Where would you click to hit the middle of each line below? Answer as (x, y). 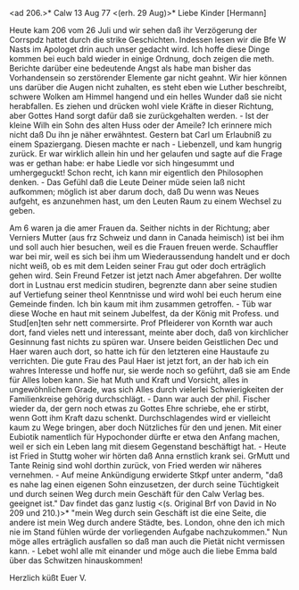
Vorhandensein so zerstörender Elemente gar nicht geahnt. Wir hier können (148, 78)
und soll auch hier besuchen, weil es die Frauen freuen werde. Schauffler (144, 247)
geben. (22, 211)
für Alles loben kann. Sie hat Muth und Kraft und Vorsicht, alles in (129, 380)
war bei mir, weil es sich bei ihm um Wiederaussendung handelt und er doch (149, 257)
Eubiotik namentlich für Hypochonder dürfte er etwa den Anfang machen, (145, 437)
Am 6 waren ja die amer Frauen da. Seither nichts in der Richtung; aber (140, 228)
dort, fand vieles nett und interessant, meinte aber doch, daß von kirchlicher (149, 333)
